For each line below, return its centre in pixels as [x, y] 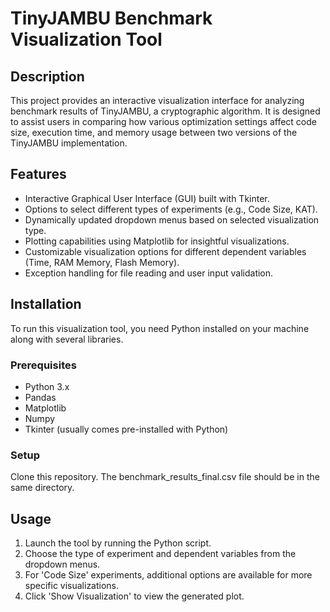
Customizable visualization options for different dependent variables [165, 251]
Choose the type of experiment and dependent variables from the [160, 554]
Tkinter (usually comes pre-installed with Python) [126, 429]
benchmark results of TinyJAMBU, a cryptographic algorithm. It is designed [165, 111]
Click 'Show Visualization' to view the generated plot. [134, 596]
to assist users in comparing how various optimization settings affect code [163, 121]
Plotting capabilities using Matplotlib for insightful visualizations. [157, 241]
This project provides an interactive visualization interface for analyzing [157, 100]
